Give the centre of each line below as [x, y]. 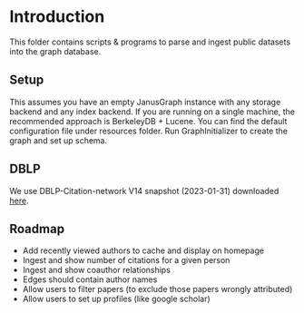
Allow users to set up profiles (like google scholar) [116, 299]
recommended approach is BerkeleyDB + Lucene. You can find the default [148, 121]
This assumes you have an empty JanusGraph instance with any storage [145, 102]
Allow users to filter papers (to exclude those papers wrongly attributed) [157, 289]
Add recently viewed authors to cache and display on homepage [143, 250]
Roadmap [37, 229]
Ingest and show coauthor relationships [96, 270]
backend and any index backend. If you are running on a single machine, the [152, 112]
